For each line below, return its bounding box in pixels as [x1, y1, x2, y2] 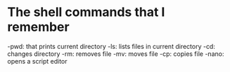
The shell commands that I [7, 4, 165, 20]
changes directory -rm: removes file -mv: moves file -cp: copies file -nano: [7, 50, 224, 58]
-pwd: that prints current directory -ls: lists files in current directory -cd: [7, 42, 216, 50]
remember [7, 19, 70, 35]
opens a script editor [7, 57, 68, 65]
